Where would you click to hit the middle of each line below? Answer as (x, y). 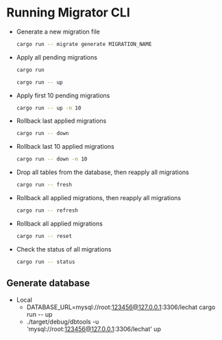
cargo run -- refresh (47, 210)
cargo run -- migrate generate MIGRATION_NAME (84, 44)
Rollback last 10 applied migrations (65, 147)
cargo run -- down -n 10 (52, 159)
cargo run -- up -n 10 (49, 108)
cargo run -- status (46, 262)
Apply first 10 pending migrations (63, 95)
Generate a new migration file (58, 32)
